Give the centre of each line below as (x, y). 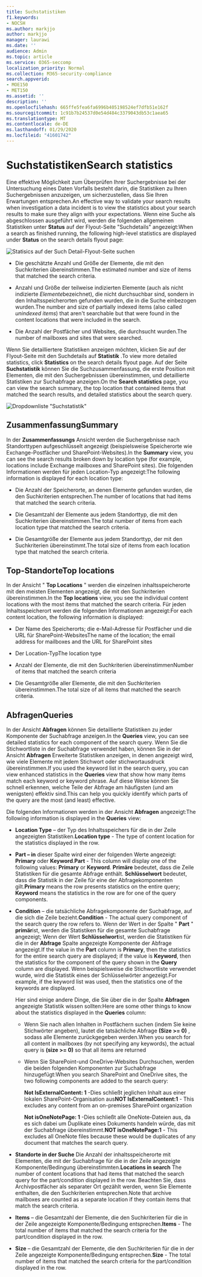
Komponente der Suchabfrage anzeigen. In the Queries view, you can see (97, 736)
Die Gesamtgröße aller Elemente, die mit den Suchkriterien (88, 683)
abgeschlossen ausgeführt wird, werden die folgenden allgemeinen (90, 220)
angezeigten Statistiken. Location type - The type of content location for (105, 836)
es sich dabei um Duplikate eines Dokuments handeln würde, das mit (110, 1124)
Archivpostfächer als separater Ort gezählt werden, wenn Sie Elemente (103, 1186)
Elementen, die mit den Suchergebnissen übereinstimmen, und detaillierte (98, 375)
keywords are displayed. (45, 988)
